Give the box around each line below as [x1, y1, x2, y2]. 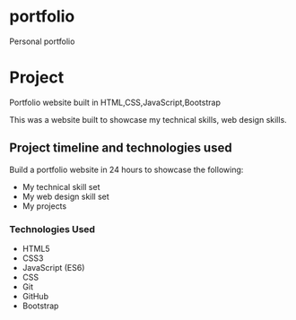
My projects [22, 200, 67, 212]
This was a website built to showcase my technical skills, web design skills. [9, 114, 287, 125]
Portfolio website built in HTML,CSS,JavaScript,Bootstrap [9, 97, 222, 108]
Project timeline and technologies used [9, 141, 232, 156]
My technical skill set [22, 181, 100, 192]
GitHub [22, 290, 49, 301]
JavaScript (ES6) [22, 262, 85, 272]
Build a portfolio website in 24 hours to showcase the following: [9, 164, 244, 175]
